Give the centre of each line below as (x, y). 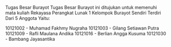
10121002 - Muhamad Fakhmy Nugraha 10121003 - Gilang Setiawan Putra (82, 28)
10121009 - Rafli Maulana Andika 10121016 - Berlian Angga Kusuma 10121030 (86, 33)
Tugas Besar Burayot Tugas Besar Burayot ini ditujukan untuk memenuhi (81, 7)
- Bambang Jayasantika (30, 39)
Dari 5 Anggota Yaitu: (28, 18)
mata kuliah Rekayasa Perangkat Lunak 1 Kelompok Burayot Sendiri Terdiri (83, 13)
